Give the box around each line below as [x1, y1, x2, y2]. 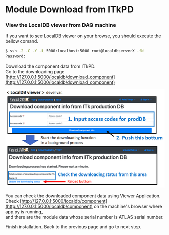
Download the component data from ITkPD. [5, 63, 96, 69]
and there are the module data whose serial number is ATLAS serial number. [5, 214, 164, 220]
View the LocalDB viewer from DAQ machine [5, 22, 116, 29]
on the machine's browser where [93, 203, 162, 209]
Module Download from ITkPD [5, 4, 134, 15]
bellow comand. [5, 38, 39, 44]
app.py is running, [5, 208, 43, 215]
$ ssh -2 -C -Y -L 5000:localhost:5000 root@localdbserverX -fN [5, 49, 144, 54]
